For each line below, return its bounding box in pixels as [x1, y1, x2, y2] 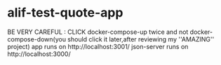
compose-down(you [7, 35, 67, 43]
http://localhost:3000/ [7, 50, 72, 58]
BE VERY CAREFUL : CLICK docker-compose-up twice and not [7, 28, 189, 36]
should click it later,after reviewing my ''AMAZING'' [67, 35, 215, 43]
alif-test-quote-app [7, 5, 123, 21]
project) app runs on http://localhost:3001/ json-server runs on [7, 42, 189, 50]
